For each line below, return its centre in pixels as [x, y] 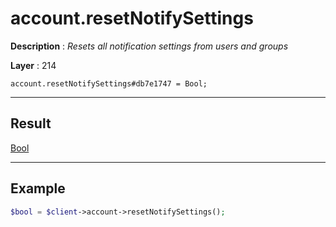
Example [38, 188]
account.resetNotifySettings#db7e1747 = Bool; [109, 83]
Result [31, 123]
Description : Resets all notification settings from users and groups [149, 46]
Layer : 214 [33, 65]
